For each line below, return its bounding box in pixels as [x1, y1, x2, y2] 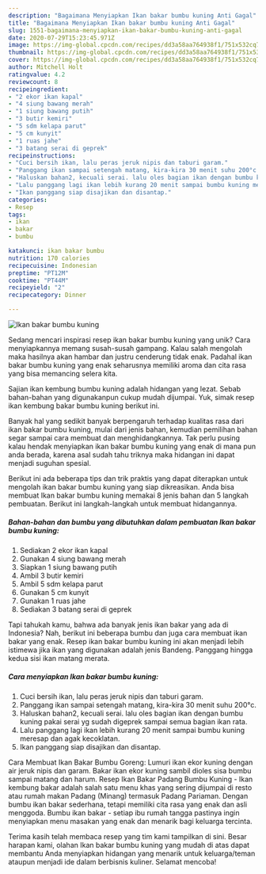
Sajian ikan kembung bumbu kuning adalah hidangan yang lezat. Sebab [8, 384, 241, 393]
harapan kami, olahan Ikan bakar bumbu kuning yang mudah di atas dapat [8, 840, 250, 849]
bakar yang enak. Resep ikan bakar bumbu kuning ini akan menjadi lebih [8, 636, 244, 646]
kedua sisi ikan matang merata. [8, 653, 110, 662]
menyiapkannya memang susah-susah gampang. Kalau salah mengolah [8, 344, 243, 353]
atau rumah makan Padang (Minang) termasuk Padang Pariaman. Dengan [8, 791, 249, 800]
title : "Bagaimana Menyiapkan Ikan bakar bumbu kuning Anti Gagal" [8, 19, 236, 27]
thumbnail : [8, 48, 44, 56]
